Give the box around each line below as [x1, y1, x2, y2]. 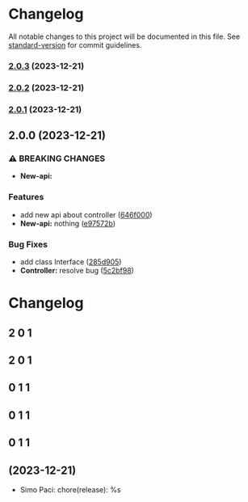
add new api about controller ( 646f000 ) [19, 209, 153, 219]
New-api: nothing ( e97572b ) [19, 218, 116, 228]
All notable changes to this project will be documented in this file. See [8, 32, 241, 41]
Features [8, 192, 44, 203]
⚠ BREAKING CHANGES [8, 153, 106, 164]
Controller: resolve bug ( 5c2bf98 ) [19, 265, 135, 275]
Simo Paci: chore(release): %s [19, 484, 121, 494]
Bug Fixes [8, 238, 48, 250]
